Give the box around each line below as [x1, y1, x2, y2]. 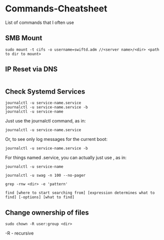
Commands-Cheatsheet [5, 3, 108, 14]
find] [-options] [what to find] [5, 195, 75, 200]
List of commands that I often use [5, 19, 74, 25]
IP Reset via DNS [5, 65, 58, 74]
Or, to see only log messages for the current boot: [5, 136, 108, 142]
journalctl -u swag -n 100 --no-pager [5, 173, 86, 178]
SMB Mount [5, 34, 42, 42]
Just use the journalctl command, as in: [5, 118, 86, 124]
